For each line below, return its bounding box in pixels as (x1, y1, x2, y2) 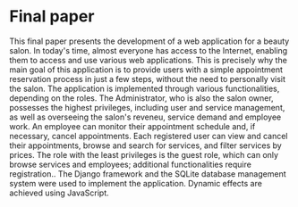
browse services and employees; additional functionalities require (9, 159, 252, 170)
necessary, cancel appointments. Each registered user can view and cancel (9, 130, 288, 141)
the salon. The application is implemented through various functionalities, (9, 83, 280, 94)
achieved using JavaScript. (9, 187, 109, 198)
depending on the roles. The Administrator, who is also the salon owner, (9, 92, 275, 103)
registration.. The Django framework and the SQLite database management (9, 168, 286, 179)
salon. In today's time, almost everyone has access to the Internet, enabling (9, 45, 288, 55)
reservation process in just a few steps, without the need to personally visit (9, 73, 286, 84)
